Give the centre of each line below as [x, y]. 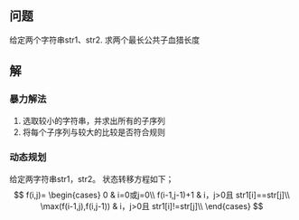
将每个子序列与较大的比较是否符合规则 [93, 132]
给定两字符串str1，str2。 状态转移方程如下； [92, 178]
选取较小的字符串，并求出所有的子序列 [93, 120]
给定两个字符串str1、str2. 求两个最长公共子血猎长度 [105, 40]
